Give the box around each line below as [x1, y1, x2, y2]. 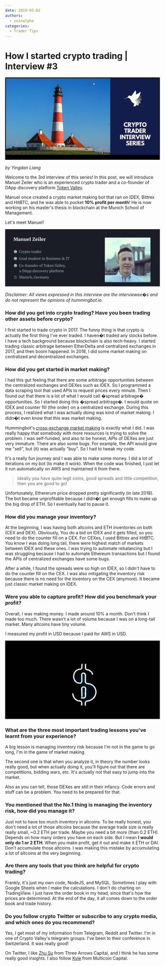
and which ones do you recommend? [5, 919, 95, 926]
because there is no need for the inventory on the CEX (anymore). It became [5, 576, 160, 582]
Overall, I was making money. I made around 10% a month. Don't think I [5, 611, 149, 616]
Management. [5, 210, 33, 216]
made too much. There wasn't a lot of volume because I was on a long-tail [5, 616, 156, 622]
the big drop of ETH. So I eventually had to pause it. [5, 501, 110, 507]
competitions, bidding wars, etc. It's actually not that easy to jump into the [5, 769, 155, 775]
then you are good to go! [17, 480, 67, 486]
